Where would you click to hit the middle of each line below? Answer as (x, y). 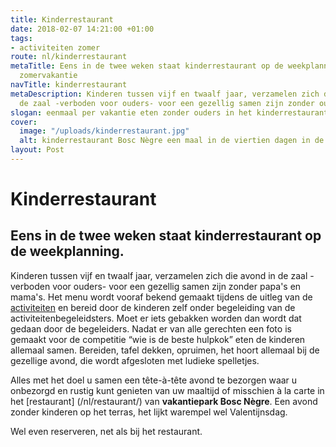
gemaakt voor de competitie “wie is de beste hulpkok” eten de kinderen (158, 339)
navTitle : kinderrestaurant (69, 85)
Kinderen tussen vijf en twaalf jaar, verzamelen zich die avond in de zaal (159, 275)
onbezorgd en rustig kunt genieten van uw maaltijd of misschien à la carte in (167, 390)
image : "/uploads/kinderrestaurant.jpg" (104, 131)
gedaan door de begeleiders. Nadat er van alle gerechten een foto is (151, 328)
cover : (24, 122)
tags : (21, 38)
